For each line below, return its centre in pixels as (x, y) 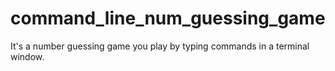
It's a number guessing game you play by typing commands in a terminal (160, 46)
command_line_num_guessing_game (168, 18)
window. (27, 56)
